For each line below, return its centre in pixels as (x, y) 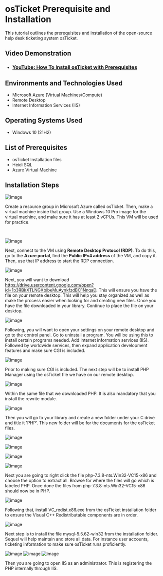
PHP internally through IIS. (31, 568)
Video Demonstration (38, 53)
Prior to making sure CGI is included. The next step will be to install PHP (77, 369)
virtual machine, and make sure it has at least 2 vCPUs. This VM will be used (82, 217)
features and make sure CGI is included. (45, 350)
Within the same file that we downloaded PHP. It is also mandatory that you (80, 393)
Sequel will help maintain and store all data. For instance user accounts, (77, 539)
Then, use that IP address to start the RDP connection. (60, 261)
